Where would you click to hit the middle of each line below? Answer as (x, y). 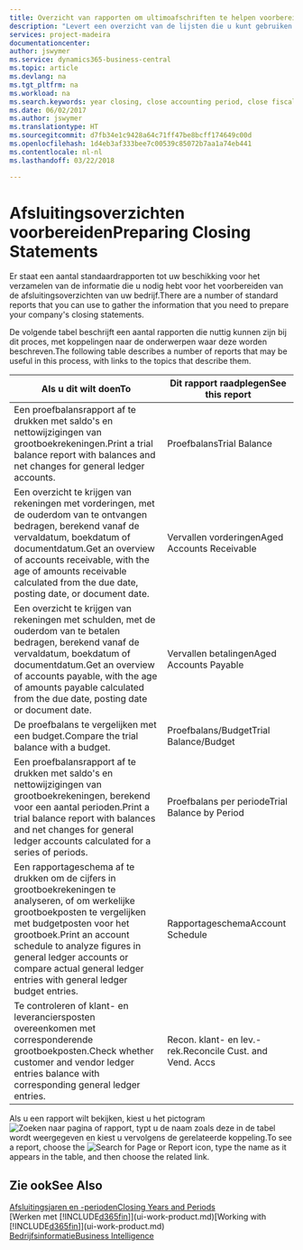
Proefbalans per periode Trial (227, 802)
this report (228, 395)
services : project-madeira (60, 34)
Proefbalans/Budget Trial (218, 731)
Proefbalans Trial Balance (220, 443)
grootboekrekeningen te (65, 890)
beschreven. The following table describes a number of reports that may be (148, 351)
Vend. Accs (191, 1062)
